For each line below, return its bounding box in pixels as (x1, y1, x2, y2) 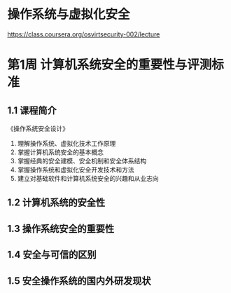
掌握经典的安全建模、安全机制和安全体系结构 (17, 156, 147, 165)
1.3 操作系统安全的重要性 (7, 222, 115, 235)
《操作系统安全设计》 (7, 124, 69, 132)
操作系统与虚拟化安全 (7, 6, 131, 22)
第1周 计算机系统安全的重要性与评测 (7, 57, 212, 73)
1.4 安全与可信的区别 (7, 249, 97, 261)
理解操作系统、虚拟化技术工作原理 (17, 139, 116, 147)
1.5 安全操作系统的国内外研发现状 (7, 275, 151, 287)
